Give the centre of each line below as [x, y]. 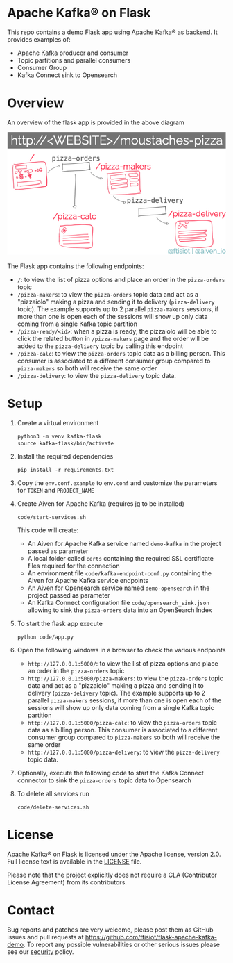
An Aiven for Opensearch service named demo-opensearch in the [119, 588]
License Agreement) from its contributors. [67, 882]
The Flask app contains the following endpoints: [76, 266]
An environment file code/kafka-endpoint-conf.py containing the [120, 573]
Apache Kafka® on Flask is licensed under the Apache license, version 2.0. [114, 854]
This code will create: [48, 530]
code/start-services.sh [52, 518]
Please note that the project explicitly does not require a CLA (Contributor [112, 875]
